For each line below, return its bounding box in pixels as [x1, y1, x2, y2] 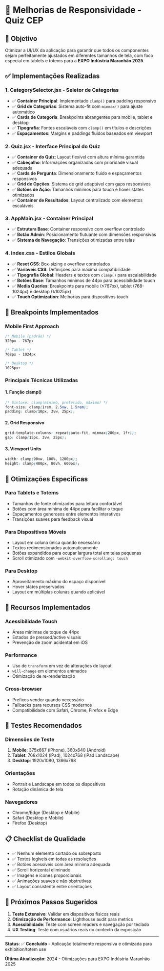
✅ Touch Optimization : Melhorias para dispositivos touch [12, 294, 128, 300]
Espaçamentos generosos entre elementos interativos [12, 511, 121, 517]
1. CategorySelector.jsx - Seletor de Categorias [5, 87, 119, 94]
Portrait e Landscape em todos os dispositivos [12, 781, 106, 787]
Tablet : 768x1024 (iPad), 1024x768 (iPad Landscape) [12, 752, 120, 758]
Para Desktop [5, 567, 38, 574]
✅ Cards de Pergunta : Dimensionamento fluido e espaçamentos [12, 170, 142, 176]
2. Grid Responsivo [5, 419, 45, 426]
